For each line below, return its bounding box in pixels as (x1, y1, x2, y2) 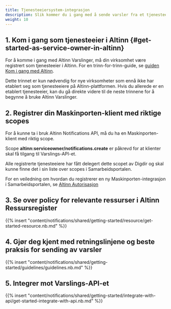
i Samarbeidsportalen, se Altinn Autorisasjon (5, 181, 99, 187)
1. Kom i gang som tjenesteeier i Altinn (5, 36, 129, 44)
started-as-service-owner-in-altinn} (5, 44, 125, 52)
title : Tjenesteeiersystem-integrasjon (5, 7, 90, 13)
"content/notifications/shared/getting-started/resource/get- (27, 217, 154, 224)
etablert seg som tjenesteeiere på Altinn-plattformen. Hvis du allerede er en (5, 83, 164, 89)
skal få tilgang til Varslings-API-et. (5, 151, 76, 157)
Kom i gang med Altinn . (5, 68, 54, 74)
